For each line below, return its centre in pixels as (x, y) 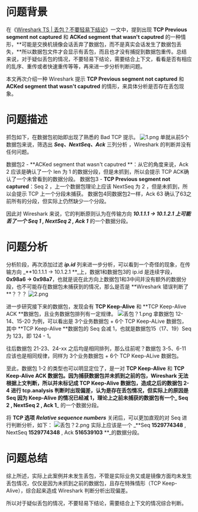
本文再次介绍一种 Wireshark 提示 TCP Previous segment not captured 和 (95, 79)
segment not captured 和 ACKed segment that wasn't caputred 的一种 (93, 37)
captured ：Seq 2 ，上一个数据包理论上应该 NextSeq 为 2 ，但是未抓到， (94, 186)
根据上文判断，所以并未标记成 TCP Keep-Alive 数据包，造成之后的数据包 (94, 383)
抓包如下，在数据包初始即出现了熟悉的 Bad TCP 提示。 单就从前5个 (98, 137)
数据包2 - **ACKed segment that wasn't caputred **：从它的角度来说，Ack (97, 164)
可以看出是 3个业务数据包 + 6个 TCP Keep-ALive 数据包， (117, 321)
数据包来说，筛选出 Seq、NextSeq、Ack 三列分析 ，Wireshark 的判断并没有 (99, 144)
